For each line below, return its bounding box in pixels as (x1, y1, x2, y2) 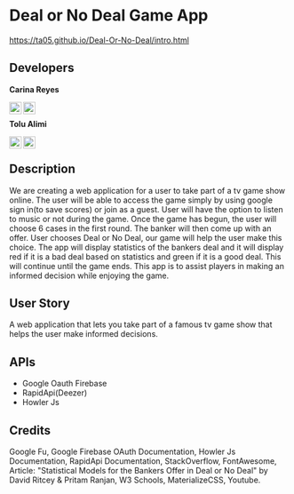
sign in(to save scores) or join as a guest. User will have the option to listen (9, 203, 283, 214)
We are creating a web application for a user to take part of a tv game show (9, 185, 286, 195)
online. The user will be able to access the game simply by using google (9, 195, 274, 205)
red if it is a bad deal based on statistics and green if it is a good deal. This (9, 251, 282, 262)
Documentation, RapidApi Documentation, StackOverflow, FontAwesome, (9, 456, 277, 466)
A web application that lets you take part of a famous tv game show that (9, 319, 273, 330)
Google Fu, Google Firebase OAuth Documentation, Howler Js (9, 446, 236, 457)
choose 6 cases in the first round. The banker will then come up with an (9, 223, 272, 234)
